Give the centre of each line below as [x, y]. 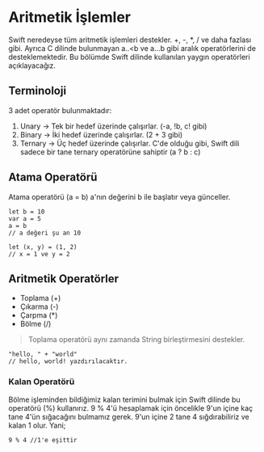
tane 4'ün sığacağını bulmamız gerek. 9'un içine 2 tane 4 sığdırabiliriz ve [129, 416]
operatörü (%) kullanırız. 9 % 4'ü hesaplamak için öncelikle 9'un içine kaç [131, 408]
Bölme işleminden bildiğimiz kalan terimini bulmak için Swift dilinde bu [124, 399]
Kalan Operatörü [42, 382]
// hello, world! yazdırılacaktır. [68, 361]
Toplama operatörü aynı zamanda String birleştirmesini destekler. [136, 340]
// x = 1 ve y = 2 [39, 254]
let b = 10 [27, 211]
